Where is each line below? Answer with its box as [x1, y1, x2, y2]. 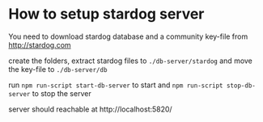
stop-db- [226, 82, 257, 90]
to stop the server [32, 88, 91, 98]
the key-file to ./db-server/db [8, 64, 108, 74]
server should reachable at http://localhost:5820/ [8, 104, 172, 114]
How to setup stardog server [8, 5, 205, 23]
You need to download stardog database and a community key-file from [8, 32, 248, 41]
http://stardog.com [8, 40, 71, 49]
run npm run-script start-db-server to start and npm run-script [8, 80, 224, 90]
